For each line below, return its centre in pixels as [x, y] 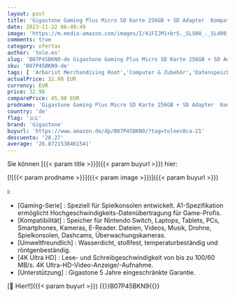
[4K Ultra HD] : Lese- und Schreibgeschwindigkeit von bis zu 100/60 [116, 258]
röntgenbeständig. [44, 250]
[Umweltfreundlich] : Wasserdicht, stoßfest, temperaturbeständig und [117, 243]
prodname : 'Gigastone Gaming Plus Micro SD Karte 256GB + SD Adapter [111, 105]
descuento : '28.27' [36, 137]
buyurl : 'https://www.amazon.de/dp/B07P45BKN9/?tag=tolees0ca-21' [106, 131]
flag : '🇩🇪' [24, 118]
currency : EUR [28, 85]
